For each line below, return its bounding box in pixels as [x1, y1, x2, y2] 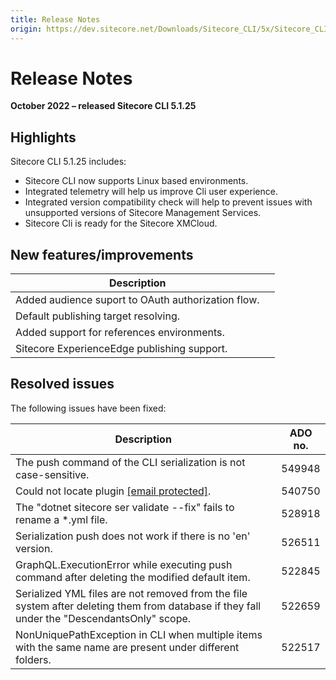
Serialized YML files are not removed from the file [15, 586, 248, 600]
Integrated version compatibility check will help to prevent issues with [24, 196, 313, 208]
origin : [10, 24, 43, 34]
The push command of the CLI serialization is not [15, 455, 246, 469]
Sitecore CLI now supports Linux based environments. [24, 175, 249, 187]
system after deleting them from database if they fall [15, 599, 262, 613]
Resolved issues [10, 376, 115, 393]
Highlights [10, 129, 77, 146]
